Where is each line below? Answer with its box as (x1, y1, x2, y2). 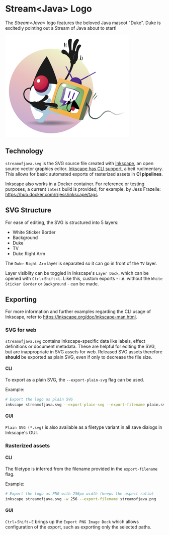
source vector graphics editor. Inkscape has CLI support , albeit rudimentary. (5, 166, 163, 172)
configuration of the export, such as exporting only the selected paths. (5, 524, 152, 530)
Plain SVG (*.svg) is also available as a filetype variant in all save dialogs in (5, 424, 162, 430)
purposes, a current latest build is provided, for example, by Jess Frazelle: (5, 186, 161, 192)
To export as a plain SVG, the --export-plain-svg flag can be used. (5, 376, 144, 383)
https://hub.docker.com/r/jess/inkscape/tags (5, 191, 98, 197)
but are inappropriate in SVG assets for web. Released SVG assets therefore (5, 348, 162, 355)
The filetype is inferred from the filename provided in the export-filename (5, 466, 158, 472)
